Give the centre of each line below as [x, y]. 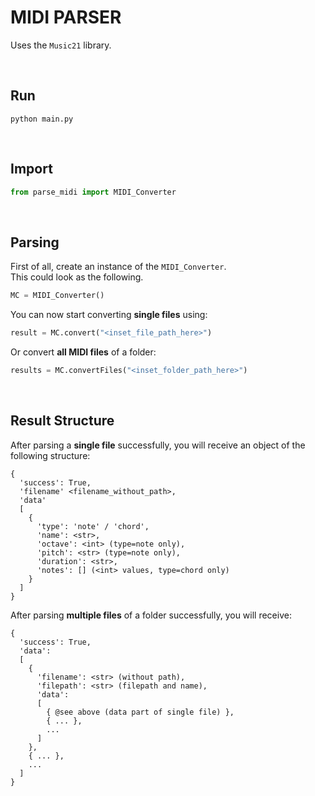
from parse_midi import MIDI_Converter [93, 192]
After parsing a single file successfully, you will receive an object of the [158, 445]
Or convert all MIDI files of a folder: [83, 352]
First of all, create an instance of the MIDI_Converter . [118, 267]
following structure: [50, 455]
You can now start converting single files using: [109, 315]
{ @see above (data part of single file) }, [140, 712]
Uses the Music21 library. [61, 45]
